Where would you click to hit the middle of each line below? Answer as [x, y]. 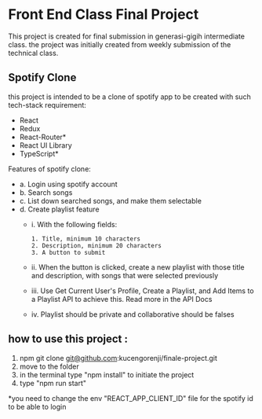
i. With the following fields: [74, 224]
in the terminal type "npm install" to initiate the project [107, 374]
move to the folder [49, 366]
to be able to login [37, 406]
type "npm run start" [53, 383]
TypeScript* [39, 153]
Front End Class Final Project [104, 15]
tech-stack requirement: [47, 105]
